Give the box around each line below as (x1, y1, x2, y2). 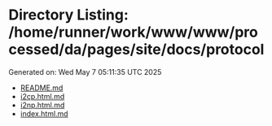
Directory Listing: (8, 6, 129, 24)
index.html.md (20, 108, 68, 119)
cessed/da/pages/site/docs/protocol (8, 41, 265, 59)
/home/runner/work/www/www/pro (8, 23, 258, 41)
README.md (20, 83, 64, 93)
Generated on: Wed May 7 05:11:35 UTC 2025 (8, 67, 162, 76)
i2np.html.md (20, 100, 65, 110)
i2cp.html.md (20, 91, 65, 101)
